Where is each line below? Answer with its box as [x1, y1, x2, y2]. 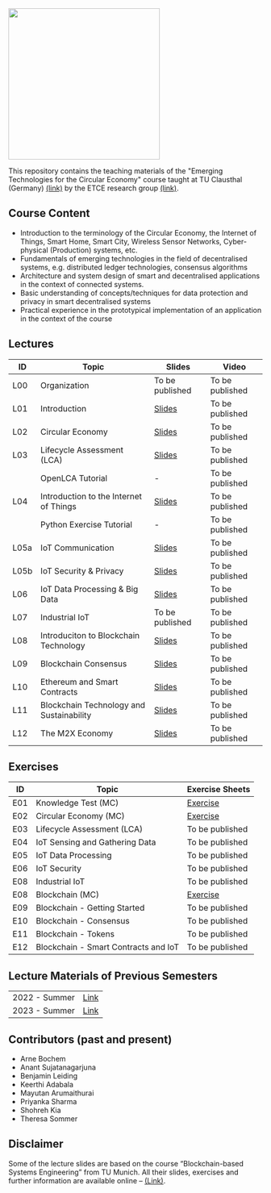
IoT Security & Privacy [40, 565, 124, 576]
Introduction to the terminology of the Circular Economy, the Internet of [19, 227, 256, 237]
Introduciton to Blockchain [40, 629, 140, 640]
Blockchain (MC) [35, 889, 99, 900]
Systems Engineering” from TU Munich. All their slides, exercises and [8, 1167, 240, 1177]
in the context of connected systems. [19, 279, 144, 289]
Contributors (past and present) [8, 1032, 173, 1046]
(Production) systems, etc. [49, 245, 138, 255]
